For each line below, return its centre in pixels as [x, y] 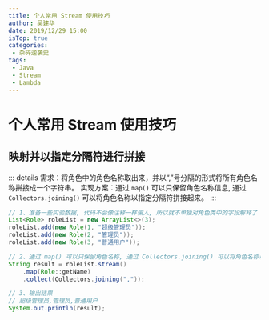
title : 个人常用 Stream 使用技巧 [59, 16]
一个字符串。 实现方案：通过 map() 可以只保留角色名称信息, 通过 [141, 187]
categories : [28, 46]
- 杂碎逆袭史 [30, 53]
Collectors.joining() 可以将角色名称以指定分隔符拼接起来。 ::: [112, 198]
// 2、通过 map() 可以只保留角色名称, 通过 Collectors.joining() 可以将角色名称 [134, 257]
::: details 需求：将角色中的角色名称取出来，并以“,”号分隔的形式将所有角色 [129, 178]
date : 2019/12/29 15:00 [48, 30]
